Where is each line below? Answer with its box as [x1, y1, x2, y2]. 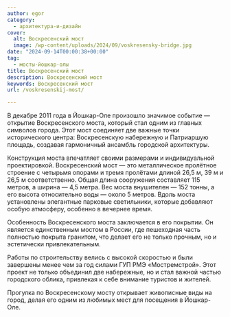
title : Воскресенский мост [7, 67, 84, 74]
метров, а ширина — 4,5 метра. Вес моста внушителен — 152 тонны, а [7, 183, 215, 191]
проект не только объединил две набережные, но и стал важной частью [7, 268, 222, 277]
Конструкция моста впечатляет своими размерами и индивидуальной [7, 154, 215, 162]
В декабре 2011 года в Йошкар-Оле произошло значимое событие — [7, 111, 211, 120]
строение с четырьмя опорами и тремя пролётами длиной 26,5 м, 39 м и [7, 169, 224, 177]
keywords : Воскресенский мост [7, 80, 94, 87]
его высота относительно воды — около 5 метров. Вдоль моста [7, 190, 196, 199]
